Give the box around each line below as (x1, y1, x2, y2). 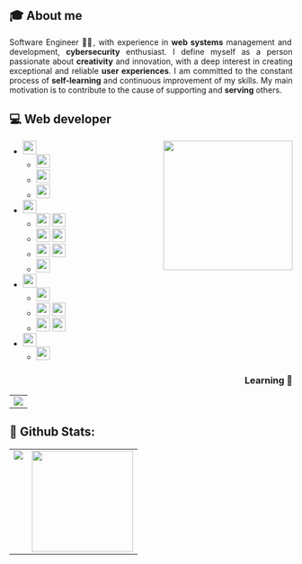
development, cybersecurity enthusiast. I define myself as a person (9, 46, 293, 57)
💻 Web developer (9, 112, 111, 127)
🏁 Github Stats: (9, 425, 96, 440)
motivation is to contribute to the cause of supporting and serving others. (9, 85, 282, 95)
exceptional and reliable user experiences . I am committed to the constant (9, 65, 293, 76)
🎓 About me (9, 8, 83, 23)
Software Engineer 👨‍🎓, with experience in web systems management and (9, 36, 292, 48)
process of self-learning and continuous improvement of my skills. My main (9, 75, 293, 85)
